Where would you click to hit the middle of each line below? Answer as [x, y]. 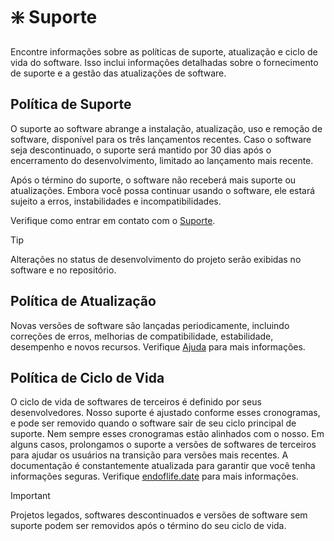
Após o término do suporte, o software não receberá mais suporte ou [153, 180]
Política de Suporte [71, 104]
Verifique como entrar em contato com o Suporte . [113, 220]
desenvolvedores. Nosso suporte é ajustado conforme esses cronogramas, [165, 413]
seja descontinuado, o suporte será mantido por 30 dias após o [141, 150]
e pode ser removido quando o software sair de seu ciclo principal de [153, 423]
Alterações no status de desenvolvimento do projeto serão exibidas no [156, 259]
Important [30, 496]
